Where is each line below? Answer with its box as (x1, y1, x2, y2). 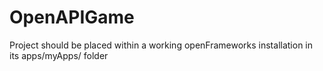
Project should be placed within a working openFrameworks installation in (9, 39, 314, 51)
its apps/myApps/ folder (9, 49, 109, 61)
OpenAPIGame (9, 6, 135, 29)
